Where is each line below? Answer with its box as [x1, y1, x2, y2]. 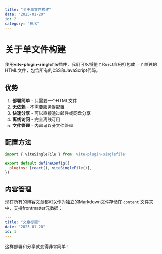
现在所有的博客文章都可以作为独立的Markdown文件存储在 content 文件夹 [5, 199, 154, 205]
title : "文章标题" [5, 220, 41, 225]
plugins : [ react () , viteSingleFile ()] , [9, 165, 92, 170]
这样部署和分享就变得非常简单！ [5, 243, 70, 249]
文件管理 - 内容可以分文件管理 [12, 123, 74, 128]
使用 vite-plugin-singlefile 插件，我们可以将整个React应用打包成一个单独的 [5, 62, 157, 67]
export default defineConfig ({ [5, 161, 70, 166]
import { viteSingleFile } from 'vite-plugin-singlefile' [5, 152, 127, 157]
